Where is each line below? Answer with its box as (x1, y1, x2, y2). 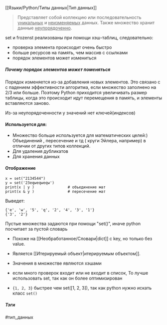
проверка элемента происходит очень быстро (12, 44, 112, 50)
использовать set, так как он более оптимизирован (12, 275, 123, 282)
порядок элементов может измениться (12, 55, 97, 61)
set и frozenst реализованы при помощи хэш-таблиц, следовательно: (5, 35, 154, 40)
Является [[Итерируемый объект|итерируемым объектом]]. (12, 251, 141, 257)
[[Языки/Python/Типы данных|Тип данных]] (5, 5, 97, 10)
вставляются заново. (5, 100, 50, 106)
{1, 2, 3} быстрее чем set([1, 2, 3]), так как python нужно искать (12, 285, 152, 291)
